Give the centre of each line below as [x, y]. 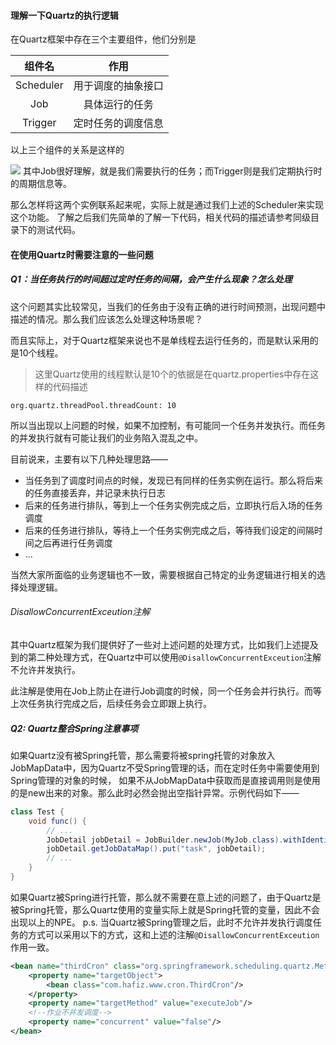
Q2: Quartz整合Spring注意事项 [74, 728]
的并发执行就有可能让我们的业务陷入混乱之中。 [106, 437]
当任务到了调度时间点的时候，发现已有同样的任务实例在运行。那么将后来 [173, 480]
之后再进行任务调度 [73, 542]
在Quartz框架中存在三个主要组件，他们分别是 [103, 39]
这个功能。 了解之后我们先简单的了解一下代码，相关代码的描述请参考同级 [160, 217]
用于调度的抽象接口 [118, 86]
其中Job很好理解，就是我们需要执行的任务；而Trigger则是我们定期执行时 [172, 171]
